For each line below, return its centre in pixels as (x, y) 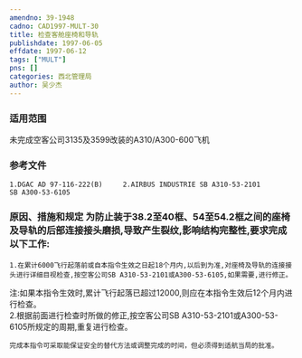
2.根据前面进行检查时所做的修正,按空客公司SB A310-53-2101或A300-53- (144, 315)
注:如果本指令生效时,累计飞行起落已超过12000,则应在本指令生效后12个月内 (147, 292)
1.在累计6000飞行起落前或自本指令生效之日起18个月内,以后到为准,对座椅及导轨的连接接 (151, 265)
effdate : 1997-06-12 (48, 52)
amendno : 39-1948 (42, 18)
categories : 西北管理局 (51, 77)
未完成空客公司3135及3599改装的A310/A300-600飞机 (109, 139)
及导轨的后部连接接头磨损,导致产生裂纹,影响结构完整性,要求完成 (148, 231)
